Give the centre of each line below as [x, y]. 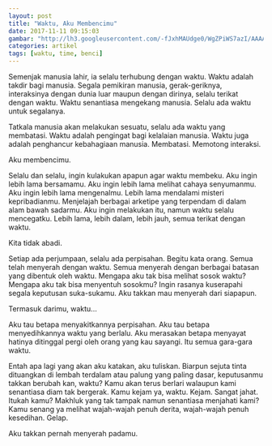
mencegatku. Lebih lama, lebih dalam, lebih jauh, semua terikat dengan [127, 219]
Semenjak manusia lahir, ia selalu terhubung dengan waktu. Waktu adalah [131, 77]
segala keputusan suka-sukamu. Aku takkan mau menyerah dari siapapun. [133, 293]
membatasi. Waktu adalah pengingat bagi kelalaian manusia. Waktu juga [129, 135]
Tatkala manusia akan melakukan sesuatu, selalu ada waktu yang [117, 127]
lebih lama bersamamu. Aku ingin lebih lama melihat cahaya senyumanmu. [132, 184]
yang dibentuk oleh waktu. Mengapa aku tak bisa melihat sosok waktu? [127, 276]
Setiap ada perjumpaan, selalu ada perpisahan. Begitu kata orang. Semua [131, 259]
